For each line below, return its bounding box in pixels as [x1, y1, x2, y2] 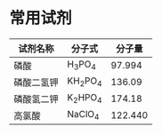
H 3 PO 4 [67, 59, 96, 72]
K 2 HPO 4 [67, 91, 102, 106]
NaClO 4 [67, 108, 100, 122]
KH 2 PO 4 [67, 75, 102, 89]
